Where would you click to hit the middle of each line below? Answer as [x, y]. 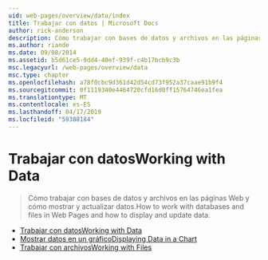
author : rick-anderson [46, 30]
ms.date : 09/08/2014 [43, 53]
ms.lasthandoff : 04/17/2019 [55, 112]
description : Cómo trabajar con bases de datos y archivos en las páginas [135, 38]
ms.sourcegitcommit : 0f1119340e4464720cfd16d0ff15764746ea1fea [116, 90]
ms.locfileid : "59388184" [51, 120]
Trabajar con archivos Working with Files [86, 247]
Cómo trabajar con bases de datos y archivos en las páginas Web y [138, 198]
